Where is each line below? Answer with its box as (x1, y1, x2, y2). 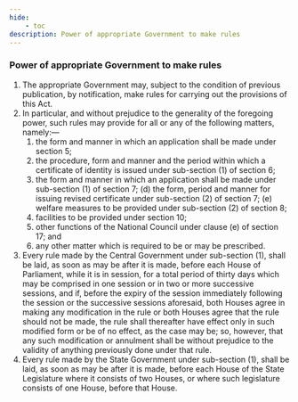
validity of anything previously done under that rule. (21, 344, 212, 355)
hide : (9, 12, 29, 22)
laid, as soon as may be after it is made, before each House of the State (21, 363, 285, 374)
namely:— (21, 127, 60, 137)
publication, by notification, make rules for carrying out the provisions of (21, 88, 287, 99)
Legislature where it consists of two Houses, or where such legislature (21, 373, 280, 383)
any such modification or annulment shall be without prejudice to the (21, 335, 274, 346)
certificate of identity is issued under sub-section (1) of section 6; (35, 164, 276, 175)
